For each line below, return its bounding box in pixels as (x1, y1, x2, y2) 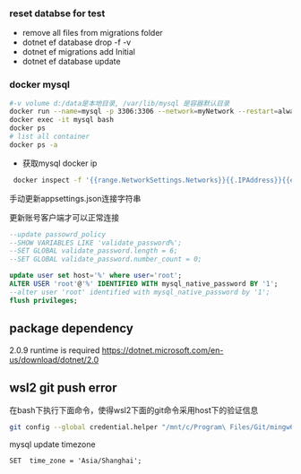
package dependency (9, 321, 134, 336)
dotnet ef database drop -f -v (21, 37, 132, 47)
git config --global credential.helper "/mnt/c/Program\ (9, 423, 227, 432)
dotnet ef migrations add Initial (21, 47, 136, 57)
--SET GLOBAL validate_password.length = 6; (9, 246, 178, 255)
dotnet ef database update (21, 56, 121, 67)
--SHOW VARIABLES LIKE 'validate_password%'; (9, 238, 182, 247)
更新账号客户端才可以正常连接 (9, 211, 119, 222)
